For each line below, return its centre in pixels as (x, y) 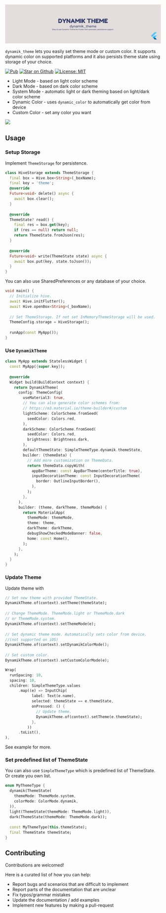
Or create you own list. (28, 776)
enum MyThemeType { (25, 785)
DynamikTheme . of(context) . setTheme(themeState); (56, 603)
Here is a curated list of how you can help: (48, 874)
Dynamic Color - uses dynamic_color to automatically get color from (81, 102)
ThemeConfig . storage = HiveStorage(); (50, 322)
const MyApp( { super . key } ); (37, 367)
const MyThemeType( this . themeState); (48, 827)
